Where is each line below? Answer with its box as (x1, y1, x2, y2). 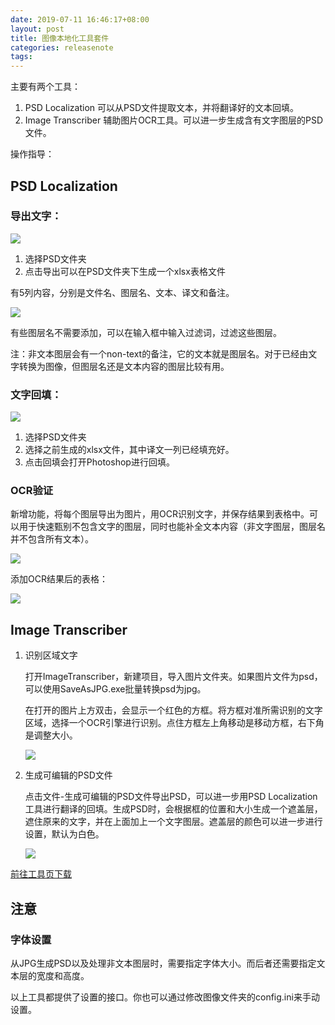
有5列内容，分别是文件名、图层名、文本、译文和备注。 (10, 286, 235, 298)
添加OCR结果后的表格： (10, 573, 108, 585)
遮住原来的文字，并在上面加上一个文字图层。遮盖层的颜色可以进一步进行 (24, 816, 323, 828)
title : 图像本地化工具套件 (10, 33, 110, 43)
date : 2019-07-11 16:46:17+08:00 (10, 14, 150, 25)
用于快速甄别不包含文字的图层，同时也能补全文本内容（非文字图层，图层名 (18, 521, 326, 533)
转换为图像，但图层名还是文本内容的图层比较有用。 (18, 360, 230, 372)
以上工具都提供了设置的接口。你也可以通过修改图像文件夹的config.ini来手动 (10, 991, 320, 1003)
